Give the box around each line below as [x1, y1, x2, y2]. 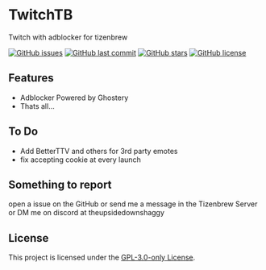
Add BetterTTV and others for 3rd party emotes [19, 146, 178, 156]
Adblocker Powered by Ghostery [19, 93, 129, 102]
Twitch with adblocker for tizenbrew [8, 32, 128, 42]
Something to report [8, 177, 112, 191]
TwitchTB [8, 6, 73, 24]
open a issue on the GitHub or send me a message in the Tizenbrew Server [8, 199, 258, 209]
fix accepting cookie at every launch [19, 155, 141, 164]
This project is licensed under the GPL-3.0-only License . [8, 252, 196, 263]
